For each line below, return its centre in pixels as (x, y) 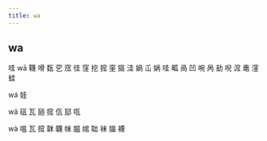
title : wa (25, 16)
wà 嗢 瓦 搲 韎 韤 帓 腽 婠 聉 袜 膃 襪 (67, 129)
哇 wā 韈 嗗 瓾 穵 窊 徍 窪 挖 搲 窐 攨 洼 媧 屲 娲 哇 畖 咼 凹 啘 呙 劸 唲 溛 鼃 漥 (133, 68)
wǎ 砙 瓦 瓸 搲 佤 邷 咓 (44, 112)
